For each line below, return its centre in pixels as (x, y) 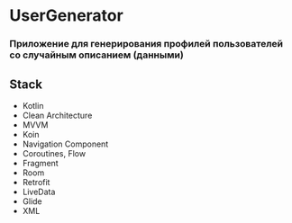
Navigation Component (65, 144)
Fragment (40, 163)
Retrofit (36, 182)
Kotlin (33, 105)
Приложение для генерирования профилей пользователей (146, 44)
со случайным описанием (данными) (97, 55)
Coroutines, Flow (54, 153)
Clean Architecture (57, 115)
